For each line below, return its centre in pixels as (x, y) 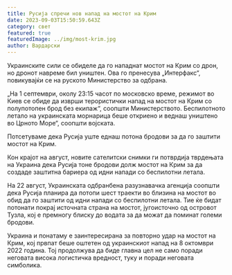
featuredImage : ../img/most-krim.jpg (62, 39)
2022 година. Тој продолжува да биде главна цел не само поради (105, 250)
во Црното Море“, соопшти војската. (61, 123)
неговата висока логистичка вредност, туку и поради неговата (100, 258)
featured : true (29, 33)
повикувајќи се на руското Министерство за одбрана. (87, 80)
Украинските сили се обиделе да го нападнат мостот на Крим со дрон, (113, 65)
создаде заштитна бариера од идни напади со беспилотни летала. (106, 172)
